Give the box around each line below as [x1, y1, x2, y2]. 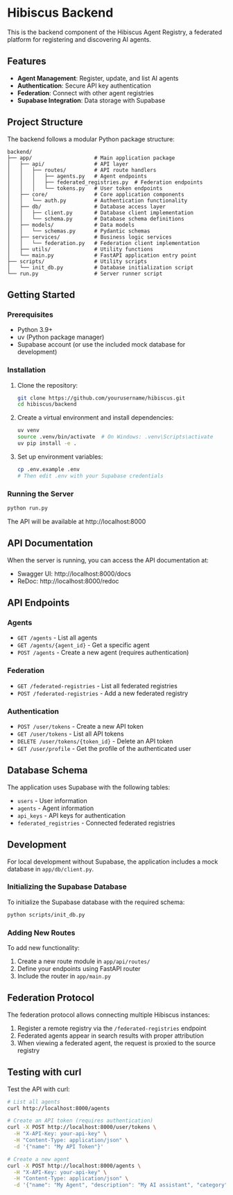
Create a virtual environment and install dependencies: [17, 413, 174, 422]
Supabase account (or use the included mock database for [17, 340, 186, 349]
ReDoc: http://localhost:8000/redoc [17, 576, 119, 585]
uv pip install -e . [17, 440, 77, 447]
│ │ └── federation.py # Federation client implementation [7, 239, 200, 246]
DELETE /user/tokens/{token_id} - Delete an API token [17, 736, 173, 745]
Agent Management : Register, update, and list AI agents [17, 74, 179, 82]
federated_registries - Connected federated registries [17, 818, 175, 827]
